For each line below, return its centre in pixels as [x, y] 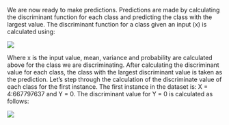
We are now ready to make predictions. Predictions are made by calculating [113, 10]
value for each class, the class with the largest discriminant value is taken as [115, 72]
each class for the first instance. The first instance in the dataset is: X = [108, 87]
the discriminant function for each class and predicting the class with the [110, 17]
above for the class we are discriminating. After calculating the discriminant [113, 65]
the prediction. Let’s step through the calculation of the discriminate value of [114, 79]
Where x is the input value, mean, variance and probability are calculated [110, 58]
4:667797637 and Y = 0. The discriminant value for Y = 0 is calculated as [110, 94]
